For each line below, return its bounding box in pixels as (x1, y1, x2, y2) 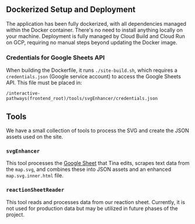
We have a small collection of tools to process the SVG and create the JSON (6, 127, 189, 134)
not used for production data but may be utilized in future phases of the (6, 205, 178, 212)
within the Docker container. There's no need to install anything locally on (6, 26, 183, 33)
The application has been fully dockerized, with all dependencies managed (6, 20, 187, 27)
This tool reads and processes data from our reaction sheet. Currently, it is (6, 198, 186, 205)
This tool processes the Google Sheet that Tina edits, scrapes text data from (6, 160, 190, 167)
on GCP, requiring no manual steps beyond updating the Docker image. (6, 39, 177, 46)
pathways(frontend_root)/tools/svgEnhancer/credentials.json (6, 96, 158, 102)
